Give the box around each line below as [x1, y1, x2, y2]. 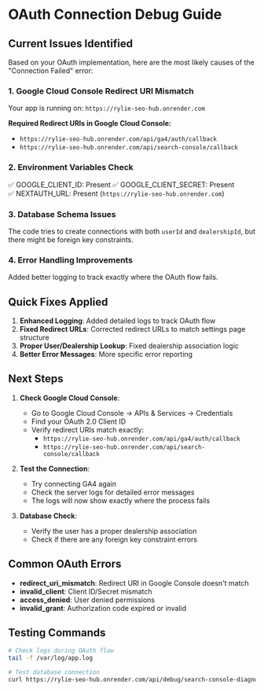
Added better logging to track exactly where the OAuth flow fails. [8, 273, 218, 282]
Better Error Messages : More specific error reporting [19, 350, 193, 358]
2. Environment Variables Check [8, 162, 134, 173]
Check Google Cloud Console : [19, 393, 120, 402]
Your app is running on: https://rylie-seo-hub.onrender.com [8, 104, 206, 113]
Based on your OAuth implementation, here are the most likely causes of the [8, 57, 255, 67]
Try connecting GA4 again [31, 479, 116, 488]
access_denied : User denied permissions [19, 595, 156, 605]
